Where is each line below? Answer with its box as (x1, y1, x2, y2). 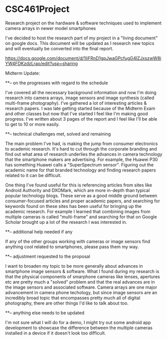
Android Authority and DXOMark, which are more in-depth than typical (5, 187, 150, 193)
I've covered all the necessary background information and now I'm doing (5, 89, 157, 95)
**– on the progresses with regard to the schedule (5, 80, 108, 86)
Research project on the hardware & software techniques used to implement (5, 20, 162, 26)
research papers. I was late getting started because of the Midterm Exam (5, 105, 156, 111)
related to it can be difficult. (5, 172, 62, 178)
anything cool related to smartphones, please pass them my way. (5, 243, 139, 250)
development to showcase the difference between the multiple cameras (5, 325, 153, 331)
